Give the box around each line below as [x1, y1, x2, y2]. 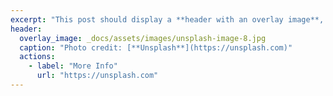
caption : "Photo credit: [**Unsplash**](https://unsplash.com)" [19, 42, 293, 53]
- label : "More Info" [28, 61, 118, 71]
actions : [19, 52, 56, 62]
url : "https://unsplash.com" [36, 71, 159, 81]
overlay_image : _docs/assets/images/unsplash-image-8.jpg [19, 33, 267, 43]
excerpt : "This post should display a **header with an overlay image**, [10, 14, 325, 25]
